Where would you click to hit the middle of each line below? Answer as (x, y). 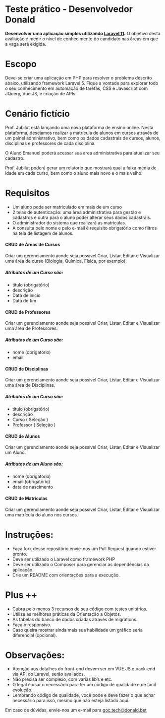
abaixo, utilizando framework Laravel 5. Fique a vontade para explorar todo (82, 83)
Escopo (21, 64)
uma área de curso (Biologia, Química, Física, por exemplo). (66, 261)
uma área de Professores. (31, 328)
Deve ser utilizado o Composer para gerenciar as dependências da (81, 564)
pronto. (20, 554)
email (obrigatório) (31, 482)
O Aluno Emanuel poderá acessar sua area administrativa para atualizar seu (82, 153)
